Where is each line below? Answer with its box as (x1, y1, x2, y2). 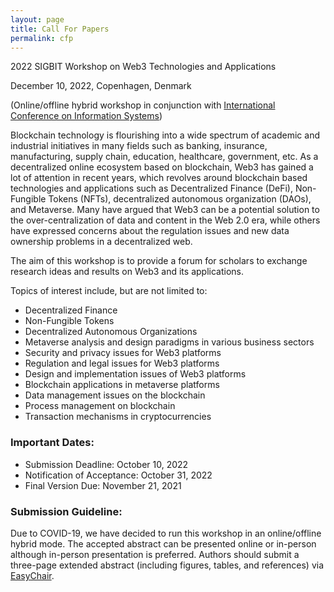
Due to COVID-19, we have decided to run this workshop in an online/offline (10, 527, 322, 539)
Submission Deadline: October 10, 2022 (24, 458, 189, 470)
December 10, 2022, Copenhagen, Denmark (10, 80, 192, 92)
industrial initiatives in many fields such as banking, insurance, (10, 140, 268, 152)
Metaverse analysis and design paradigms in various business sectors (24, 336, 315, 348)
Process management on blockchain (24, 400, 176, 412)
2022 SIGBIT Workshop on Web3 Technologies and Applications (10, 61, 277, 73)
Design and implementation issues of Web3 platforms (24, 368, 247, 380)
